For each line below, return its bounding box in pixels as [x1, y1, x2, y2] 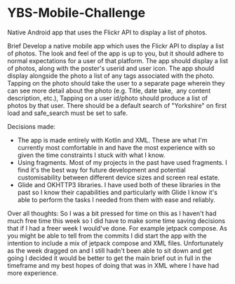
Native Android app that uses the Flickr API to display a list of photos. [7, 28, 208, 36]
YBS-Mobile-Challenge [7, 5, 146, 21]
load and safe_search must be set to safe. [7, 109, 128, 117]
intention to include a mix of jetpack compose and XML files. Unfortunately [7, 238, 224, 247]
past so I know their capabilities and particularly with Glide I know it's [17, 188, 217, 196]
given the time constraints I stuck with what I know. [17, 151, 166, 159]
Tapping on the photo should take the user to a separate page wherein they [7, 79, 225, 87]
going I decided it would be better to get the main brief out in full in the [7, 254, 212, 262]
